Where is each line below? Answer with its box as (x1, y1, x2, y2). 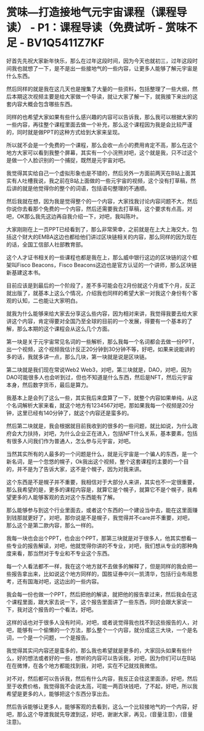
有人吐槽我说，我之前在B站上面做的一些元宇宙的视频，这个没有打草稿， (11, 177, 191, 184)
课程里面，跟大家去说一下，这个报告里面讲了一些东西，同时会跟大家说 (11, 598, 187, 605)
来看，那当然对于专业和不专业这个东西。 (11, 549, 113, 557)
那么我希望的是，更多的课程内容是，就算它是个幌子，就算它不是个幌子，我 (6, 486, 192, 493)
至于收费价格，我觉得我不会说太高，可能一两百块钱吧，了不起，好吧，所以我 (6, 682, 198, 690)
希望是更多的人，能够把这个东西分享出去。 (6, 690, 113, 697)
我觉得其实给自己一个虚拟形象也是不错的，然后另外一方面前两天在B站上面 (6, 169, 191, 177)
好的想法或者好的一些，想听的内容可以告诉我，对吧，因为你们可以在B (16, 654, 191, 662)
